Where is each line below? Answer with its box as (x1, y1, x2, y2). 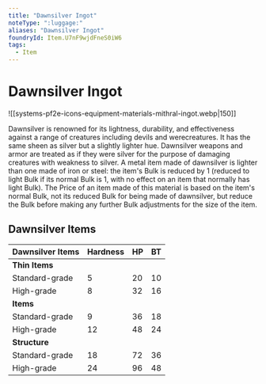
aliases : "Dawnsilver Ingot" (8, 26, 104, 34)
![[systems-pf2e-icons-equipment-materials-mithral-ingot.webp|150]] (8, 108, 237, 118)
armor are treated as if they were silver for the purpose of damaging (8, 149, 231, 158)
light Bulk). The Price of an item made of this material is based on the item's (8, 183, 256, 192)
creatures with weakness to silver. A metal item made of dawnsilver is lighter (8, 158, 258, 167)
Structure (12, 336, 49, 348)
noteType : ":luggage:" (8, 19, 83, 27)
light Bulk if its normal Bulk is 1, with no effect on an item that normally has (8, 174, 250, 184)
